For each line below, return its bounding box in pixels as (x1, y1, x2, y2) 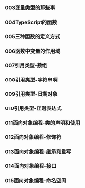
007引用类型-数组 (5, 62, 47, 69)
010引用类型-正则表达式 (5, 105, 62, 112)
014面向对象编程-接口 (5, 163, 57, 170)
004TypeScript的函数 (5, 19, 57, 26)
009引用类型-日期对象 (5, 91, 58, 98)
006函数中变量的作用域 (5, 48, 60, 54)
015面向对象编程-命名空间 (5, 177, 66, 184)
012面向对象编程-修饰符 (5, 134, 62, 141)
